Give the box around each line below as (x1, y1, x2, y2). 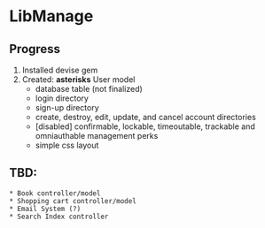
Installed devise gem (21, 65, 98, 75)
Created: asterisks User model (21, 74, 136, 85)
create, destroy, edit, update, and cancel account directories (35, 112, 257, 122)
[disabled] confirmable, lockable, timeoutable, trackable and (35, 121, 255, 132)
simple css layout (35, 140, 99, 150)
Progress (9, 42, 60, 57)
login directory (35, 93, 89, 103)
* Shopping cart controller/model (9, 196, 137, 205)
